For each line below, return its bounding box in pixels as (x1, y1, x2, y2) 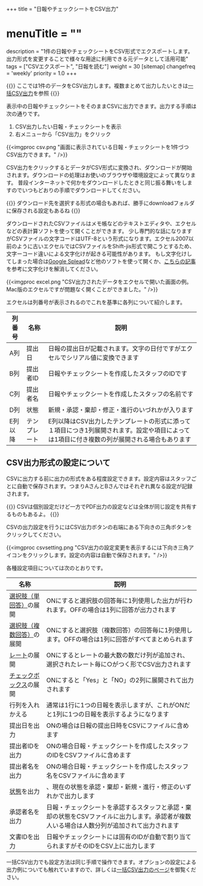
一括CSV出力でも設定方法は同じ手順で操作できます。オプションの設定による (6, 858, 197, 865)
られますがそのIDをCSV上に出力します (46, 841, 156, 850)
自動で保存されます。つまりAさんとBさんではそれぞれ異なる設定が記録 (16, 482, 193, 489)
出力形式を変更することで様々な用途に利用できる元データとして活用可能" (6, 55, 188, 62)
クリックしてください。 (6, 531, 65, 538)
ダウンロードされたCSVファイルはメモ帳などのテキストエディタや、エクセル (6, 220, 197, 227)
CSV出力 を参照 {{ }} (11, 90, 60, 97)
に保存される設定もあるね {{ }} (6, 207, 80, 214)
